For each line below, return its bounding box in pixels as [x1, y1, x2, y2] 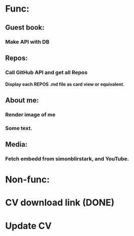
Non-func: [5, 174, 50, 186]
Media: [5, 140, 28, 149]
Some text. [5, 125, 33, 132]
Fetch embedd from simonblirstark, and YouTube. [5, 155, 129, 162]
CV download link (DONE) [5, 197, 115, 208]
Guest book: [5, 23, 44, 32]
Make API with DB [5, 38, 49, 45]
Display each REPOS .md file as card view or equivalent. [5, 81, 125, 87]
